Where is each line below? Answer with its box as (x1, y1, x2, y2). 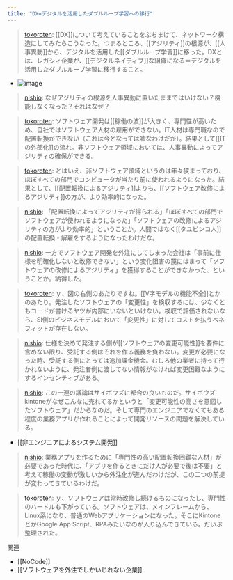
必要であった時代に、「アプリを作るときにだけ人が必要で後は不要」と (24, 461, 223, 470)
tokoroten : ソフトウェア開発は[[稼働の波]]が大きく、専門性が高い (24, 116, 211, 125)
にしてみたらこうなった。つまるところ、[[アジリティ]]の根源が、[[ (30, 39, 220, 47)
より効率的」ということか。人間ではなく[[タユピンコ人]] (60, 224, 222, 233)
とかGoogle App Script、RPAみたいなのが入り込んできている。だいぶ (24, 519, 223, 528)
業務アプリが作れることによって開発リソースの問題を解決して (42, 414, 219, 423)
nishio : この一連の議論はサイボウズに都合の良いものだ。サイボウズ (24, 388, 216, 397)
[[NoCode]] (17, 557, 51, 565)
